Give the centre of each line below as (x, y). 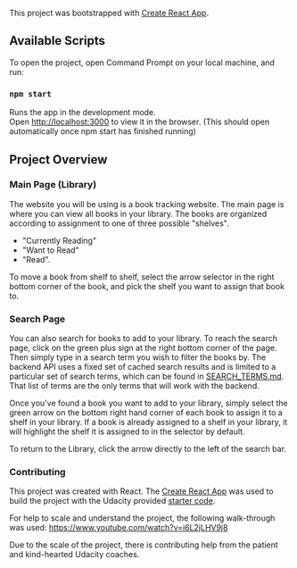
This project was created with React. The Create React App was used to (141, 491)
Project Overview (58, 159)
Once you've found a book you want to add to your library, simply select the (148, 403)
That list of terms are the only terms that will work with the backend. (135, 386)
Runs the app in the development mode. (82, 113)
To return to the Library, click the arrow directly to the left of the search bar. (148, 449)
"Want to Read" (50, 250)
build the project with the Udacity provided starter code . (112, 501)
